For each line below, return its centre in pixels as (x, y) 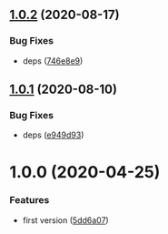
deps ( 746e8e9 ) (53, 61)
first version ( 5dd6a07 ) (65, 220)
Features (30, 200)
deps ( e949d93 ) (53, 135)
